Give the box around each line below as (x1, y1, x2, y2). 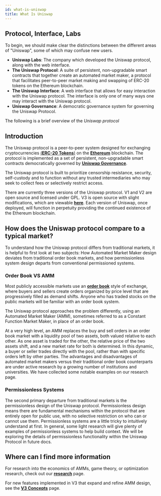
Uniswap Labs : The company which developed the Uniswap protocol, (12, 57, 151, 63)
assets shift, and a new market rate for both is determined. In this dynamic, (5, 343, 154, 349)
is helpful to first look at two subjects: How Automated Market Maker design (5, 249, 157, 255)
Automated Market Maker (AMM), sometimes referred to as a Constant (5, 314, 146, 319)
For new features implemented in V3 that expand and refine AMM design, (5, 480, 151, 486)
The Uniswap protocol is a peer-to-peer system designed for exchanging (5, 145, 151, 151)
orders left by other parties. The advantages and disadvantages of (5, 354, 137, 360)
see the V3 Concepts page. (5, 485, 60, 491)
